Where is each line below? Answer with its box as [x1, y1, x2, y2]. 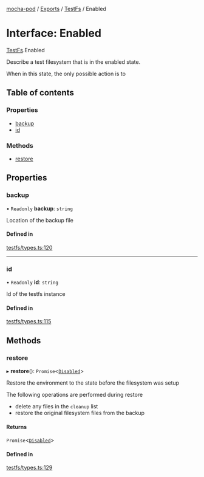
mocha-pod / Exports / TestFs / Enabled [6, 5, 106, 12]
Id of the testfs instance [6, 290, 66, 298]
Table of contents [6, 88, 74, 98]
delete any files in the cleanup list [15, 403, 98, 410]
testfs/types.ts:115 [6, 318, 52, 325]
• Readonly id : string [6, 279, 59, 286]
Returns [6, 423, 27, 430]
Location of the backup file [6, 216, 74, 224]
